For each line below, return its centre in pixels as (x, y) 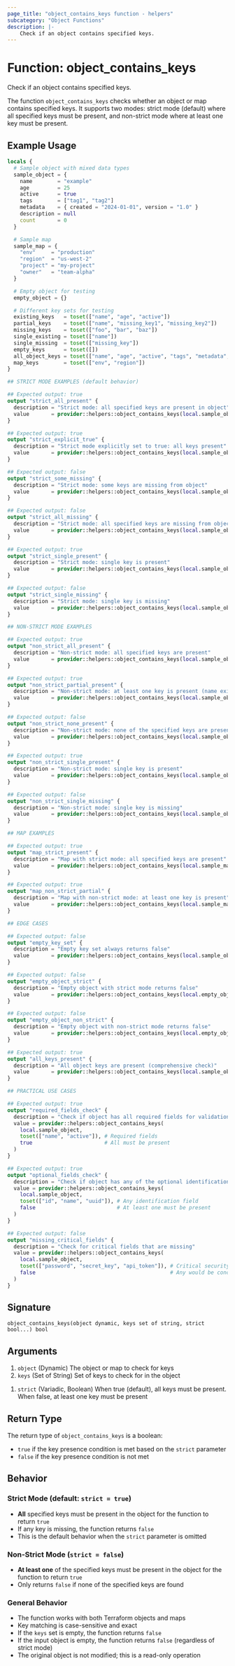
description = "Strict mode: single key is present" (92, 563)
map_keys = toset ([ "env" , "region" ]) (79, 363)
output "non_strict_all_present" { (59, 646)
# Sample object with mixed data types (72, 168)
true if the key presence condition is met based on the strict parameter (122, 1449)
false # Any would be (117, 1272)
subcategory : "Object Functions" (56, 20)
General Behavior (37, 1602)
